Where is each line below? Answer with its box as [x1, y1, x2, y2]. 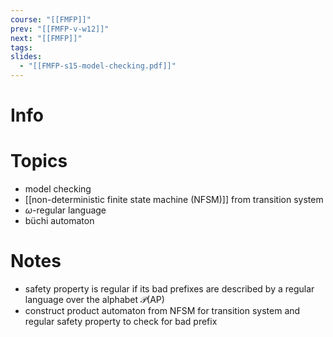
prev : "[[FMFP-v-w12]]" [10, 24, 110, 34]
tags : [10, 42, 33, 53]
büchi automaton [24, 215, 95, 227]
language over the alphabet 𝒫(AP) [24, 294, 165, 306]
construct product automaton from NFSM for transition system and [24, 305, 301, 317]
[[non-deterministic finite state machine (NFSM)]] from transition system [24, 194, 324, 206]
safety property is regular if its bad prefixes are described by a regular [24, 283, 315, 295]
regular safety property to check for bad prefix [24, 316, 218, 328]
